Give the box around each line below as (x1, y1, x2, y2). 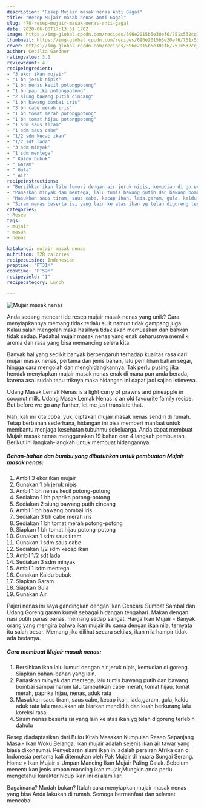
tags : (7, 218, 21, 224)
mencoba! (7, 796, 32, 804)
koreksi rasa (15, 708, 47, 716)
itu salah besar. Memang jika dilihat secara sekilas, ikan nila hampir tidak (7, 628, 188, 635)
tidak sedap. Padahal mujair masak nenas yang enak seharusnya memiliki (7, 332, 190, 340)
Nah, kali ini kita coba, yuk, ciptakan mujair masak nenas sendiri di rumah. (7, 413, 191, 420)
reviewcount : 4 (7, 59, 45, 66)
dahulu (15, 722, 33, 729)
